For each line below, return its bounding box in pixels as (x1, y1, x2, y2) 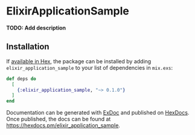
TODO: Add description (6, 24, 66, 31)
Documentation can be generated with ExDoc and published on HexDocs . (6, 109, 190, 116)
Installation (6, 42, 50, 52)
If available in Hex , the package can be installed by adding (6, 57, 152, 64)
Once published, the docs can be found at (6, 116, 111, 123)
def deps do (6, 75, 36, 82)
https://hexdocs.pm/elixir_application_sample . (6, 122, 121, 129)
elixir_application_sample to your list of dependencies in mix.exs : (6, 64, 173, 71)
